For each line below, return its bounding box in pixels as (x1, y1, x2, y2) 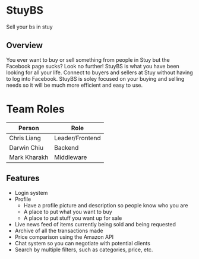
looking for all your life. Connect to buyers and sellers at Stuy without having (6, 69, 193, 76)
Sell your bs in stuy (6, 23, 53, 30)
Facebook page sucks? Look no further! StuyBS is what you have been (6, 62, 179, 70)
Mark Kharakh (9, 153, 49, 161)
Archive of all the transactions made (14, 227, 103, 234)
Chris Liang (9, 134, 42, 142)
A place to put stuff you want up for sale (23, 214, 122, 222)
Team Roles (6, 102, 65, 116)
